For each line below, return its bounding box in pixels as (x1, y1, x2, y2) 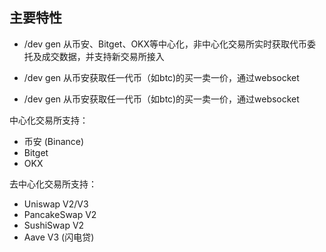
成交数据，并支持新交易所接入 (41, 50, 165, 62)
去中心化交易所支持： (9, 178, 97, 190)
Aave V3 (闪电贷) (23, 231, 95, 243)
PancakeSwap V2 (23, 208, 97, 220)
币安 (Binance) (23, 135, 85, 147)
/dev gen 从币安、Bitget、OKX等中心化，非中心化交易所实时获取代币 (23, 38, 308, 50)
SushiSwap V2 (23, 219, 85, 231)
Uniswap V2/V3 (23, 198, 89, 210)
